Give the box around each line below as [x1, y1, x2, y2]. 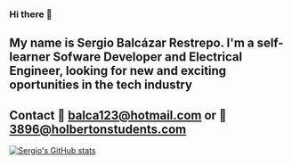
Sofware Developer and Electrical [53, 49, 243, 65]
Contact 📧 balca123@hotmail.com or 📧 [9, 107, 227, 123]
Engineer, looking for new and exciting [9, 63, 227, 78]
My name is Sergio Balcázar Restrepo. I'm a [9, 36, 255, 51]
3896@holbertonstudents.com [9, 121, 187, 136]
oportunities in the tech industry [9, 78, 193, 93]
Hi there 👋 [9, 8, 53, 21]
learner [9, 49, 51, 65]
